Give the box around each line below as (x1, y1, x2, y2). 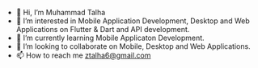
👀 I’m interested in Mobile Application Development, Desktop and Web (15, 16, 250, 26)
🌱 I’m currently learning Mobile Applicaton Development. (15, 33, 205, 42)
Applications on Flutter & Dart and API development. (15, 25, 190, 34)
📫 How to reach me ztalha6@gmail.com (15, 50, 151, 60)
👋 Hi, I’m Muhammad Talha (15, 8, 106, 17)
